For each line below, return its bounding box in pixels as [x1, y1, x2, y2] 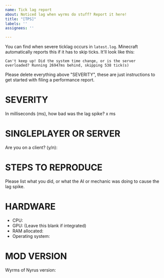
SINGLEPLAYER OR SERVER [5, 128, 121, 139]
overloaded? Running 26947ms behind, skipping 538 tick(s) [5, 63, 129, 68]
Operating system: [12, 233, 50, 239]
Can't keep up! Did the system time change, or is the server [5, 59, 136, 64]
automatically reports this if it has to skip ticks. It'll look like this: [5, 49, 135, 55]
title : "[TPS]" [5, 16, 37, 21]
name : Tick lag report [5, 7, 52, 12]
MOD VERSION [5, 251, 67, 262]
